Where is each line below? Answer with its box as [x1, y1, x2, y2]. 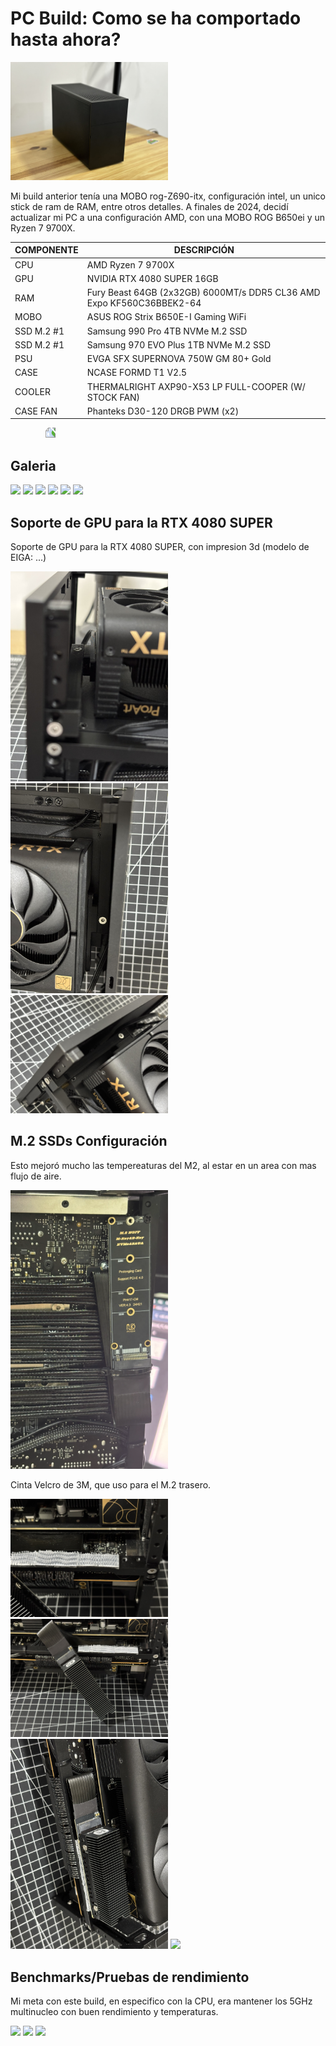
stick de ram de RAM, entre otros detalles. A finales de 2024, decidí [10, 200, 289, 212]
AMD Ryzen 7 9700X [86, 258, 175, 271]
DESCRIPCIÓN [173, 244, 235, 256]
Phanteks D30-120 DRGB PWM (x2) [86, 405, 240, 417]
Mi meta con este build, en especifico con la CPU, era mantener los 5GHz [10, 1995, 313, 2007]
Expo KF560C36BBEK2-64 [86, 297, 202, 309]
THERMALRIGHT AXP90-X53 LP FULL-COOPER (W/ [86, 380, 306, 392]
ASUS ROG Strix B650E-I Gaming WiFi [86, 311, 247, 323]
